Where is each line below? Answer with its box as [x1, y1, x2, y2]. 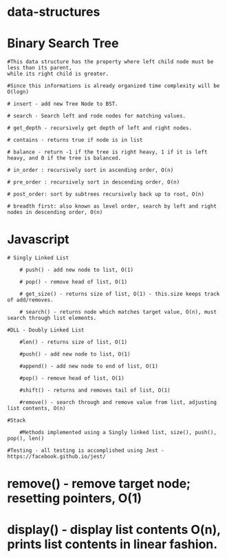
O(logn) [7, 89, 30, 96]
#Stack [7, 417, 26, 424]
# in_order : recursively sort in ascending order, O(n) [7, 167, 174, 174]
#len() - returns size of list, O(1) [19, 339, 128, 346]
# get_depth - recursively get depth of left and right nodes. [7, 125, 193, 131]
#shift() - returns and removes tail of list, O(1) [19, 387, 171, 394]
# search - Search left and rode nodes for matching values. [7, 113, 186, 120]
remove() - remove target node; [7, 476, 191, 492]
